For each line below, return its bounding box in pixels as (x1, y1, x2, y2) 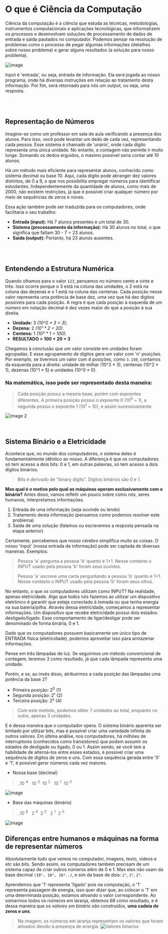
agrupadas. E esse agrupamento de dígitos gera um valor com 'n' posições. (5, 351, 162, 357)
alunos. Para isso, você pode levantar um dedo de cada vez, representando (5, 136, 161, 142)
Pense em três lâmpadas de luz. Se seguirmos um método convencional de (5, 650, 161, 656)
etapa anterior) (12, 528, 44, 534)
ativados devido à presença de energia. (17, 923, 99, 929)
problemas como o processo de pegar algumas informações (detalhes (5, 41, 150, 47)
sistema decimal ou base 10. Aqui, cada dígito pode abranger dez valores (5, 173, 156, 179)
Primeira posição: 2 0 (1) (12, 686, 62, 693)
